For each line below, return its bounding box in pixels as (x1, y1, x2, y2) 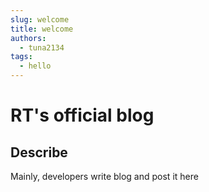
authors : (10, 33, 47, 43)
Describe (10, 144, 68, 161)
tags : (10, 52, 33, 62)
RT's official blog (10, 104, 155, 127)
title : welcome (10, 24, 74, 34)
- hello (19, 61, 52, 71)
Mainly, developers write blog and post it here (10, 171, 199, 182)
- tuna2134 (19, 42, 65, 53)
